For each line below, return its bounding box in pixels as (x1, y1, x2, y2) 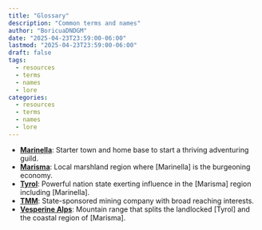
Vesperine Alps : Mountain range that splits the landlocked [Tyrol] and (19, 204, 250, 214)
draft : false (8, 49, 52, 57)
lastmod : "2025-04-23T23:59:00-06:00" (8, 42, 137, 50)
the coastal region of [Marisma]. (19, 212, 126, 222)
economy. (19, 170, 54, 180)
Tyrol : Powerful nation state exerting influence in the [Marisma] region (19, 179, 252, 188)
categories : (8, 93, 48, 101)
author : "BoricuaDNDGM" (8, 26, 88, 34)
